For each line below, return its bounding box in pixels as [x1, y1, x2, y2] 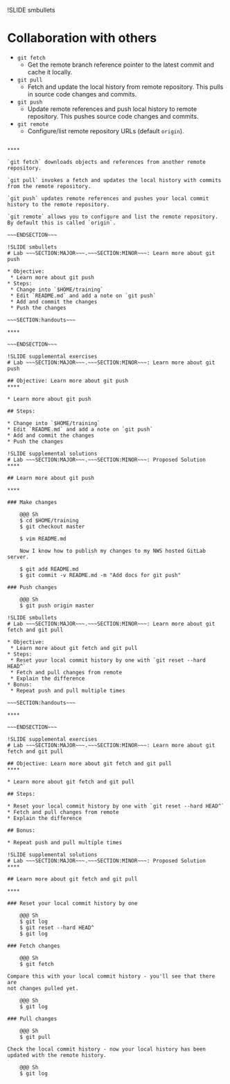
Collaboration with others [7, 31, 157, 46]
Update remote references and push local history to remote [27, 104, 197, 113]
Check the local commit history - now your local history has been [7, 1045, 206, 1053]
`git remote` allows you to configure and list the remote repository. [7, 213, 218, 220]
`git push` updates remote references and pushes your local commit [7, 194, 209, 202]
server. [7, 553, 30, 560]
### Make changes [7, 499, 57, 506]
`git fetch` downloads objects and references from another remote [7, 158, 206, 165]
